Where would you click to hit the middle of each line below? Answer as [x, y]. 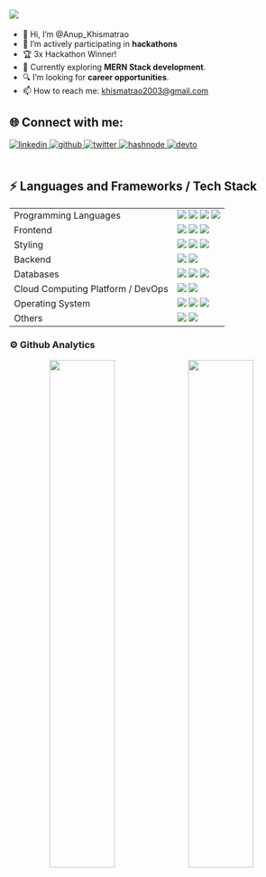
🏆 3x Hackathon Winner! [69, 53]
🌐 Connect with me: [66, 123]
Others [28, 318]
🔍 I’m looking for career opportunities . [96, 77]
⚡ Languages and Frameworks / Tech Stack [133, 187]
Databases [37, 274]
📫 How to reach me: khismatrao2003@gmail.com [115, 90]
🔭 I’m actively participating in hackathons [100, 43]
